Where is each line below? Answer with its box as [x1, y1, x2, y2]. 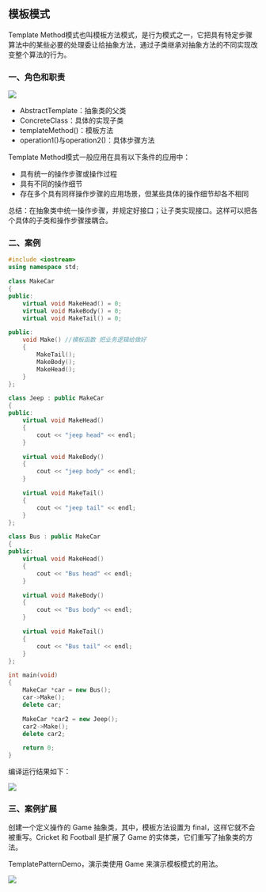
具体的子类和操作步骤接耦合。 [14, 216, 112, 226]
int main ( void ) [8, 671, 59, 679]
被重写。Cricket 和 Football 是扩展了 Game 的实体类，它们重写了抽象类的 [8, 833, 246, 842]
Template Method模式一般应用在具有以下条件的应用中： [8, 153, 191, 162]
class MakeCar [8, 278, 55, 286]
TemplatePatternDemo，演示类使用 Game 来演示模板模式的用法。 [8, 860, 223, 869]
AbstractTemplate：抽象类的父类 [19, 106, 127, 116]
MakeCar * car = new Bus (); [22, 686, 112, 694]
